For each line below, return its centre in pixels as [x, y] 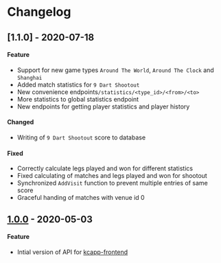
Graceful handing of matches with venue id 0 [81, 198]
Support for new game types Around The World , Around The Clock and [115, 70]
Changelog [39, 12]
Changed [21, 122]
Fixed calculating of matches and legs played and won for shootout [112, 176]
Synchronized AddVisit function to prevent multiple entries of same [112, 183]
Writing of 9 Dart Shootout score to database [81, 137]
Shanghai [30, 78]
